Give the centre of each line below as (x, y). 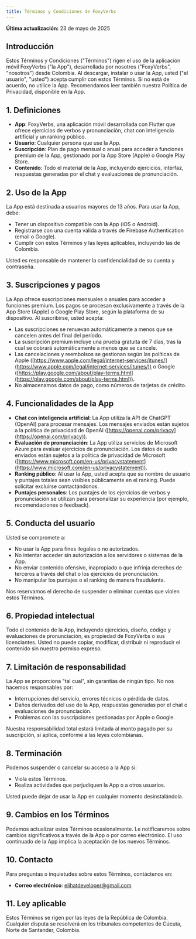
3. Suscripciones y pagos (53, 285)
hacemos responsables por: (40, 687)
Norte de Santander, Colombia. (43, 930)
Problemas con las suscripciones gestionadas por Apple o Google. (95, 718)
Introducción (30, 47)
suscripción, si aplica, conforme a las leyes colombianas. (75, 735)
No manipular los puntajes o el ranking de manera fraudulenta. (90, 580)
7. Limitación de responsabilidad (66, 667)
